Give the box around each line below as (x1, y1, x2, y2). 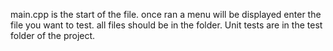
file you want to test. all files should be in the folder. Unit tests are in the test (10, 19, 323, 31)
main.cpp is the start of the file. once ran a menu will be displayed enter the (10, 9, 322, 20)
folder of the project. (10, 30, 96, 41)
